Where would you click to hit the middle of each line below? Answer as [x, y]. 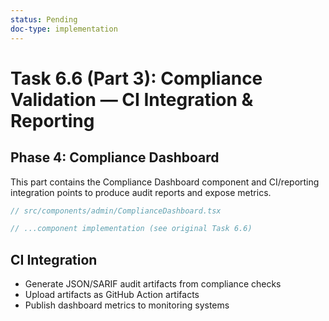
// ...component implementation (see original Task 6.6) [131, 229]
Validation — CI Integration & [132, 99]
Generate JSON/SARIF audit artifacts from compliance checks [153, 284]
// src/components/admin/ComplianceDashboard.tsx [116, 211]
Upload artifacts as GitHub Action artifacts [112, 295]
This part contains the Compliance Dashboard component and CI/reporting [165, 182]
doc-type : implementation [64, 29]
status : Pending [44, 19]
